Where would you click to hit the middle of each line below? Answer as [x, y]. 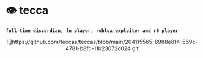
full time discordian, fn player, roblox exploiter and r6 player [92, 31]
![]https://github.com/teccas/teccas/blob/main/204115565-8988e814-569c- [102, 42]
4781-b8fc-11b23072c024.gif [102, 48]
